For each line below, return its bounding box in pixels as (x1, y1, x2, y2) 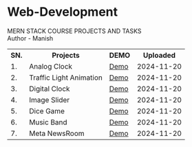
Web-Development (7, 4, 118, 20)
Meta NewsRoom (28, 128, 85, 138)
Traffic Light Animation (28, 73, 103, 82)
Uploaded (143, 50, 176, 60)
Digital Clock (28, 84, 70, 93)
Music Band (28, 117, 67, 127)
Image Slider (28, 95, 70, 104)
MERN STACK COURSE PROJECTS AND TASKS (7, 27, 142, 35)
